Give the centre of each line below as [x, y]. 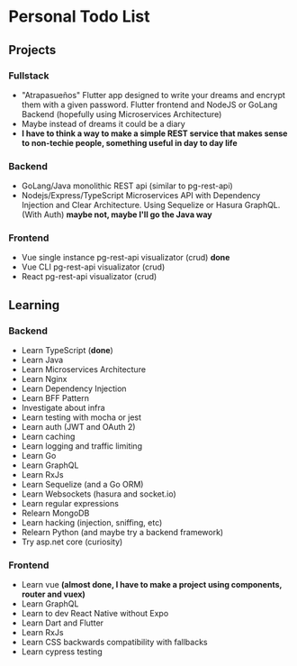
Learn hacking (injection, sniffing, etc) [92, 523]
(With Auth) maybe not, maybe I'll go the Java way [117, 214]
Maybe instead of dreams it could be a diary [103, 123]
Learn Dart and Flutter [63, 623]
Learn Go [39, 456]
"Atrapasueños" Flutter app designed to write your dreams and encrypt [153, 95]
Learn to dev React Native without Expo [95, 614]
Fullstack [29, 76]
